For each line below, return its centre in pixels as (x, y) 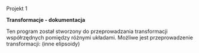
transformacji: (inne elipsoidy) (43, 44)
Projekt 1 (17, 9)
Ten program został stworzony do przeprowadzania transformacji (87, 31)
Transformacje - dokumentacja (46, 20)
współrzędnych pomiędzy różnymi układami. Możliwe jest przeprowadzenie (100, 37)
